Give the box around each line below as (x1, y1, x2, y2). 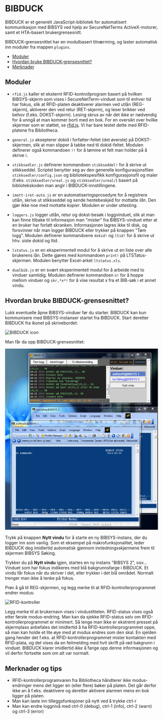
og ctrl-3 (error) (12, 708, 44, 715)
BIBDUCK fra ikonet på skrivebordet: (5, 320, 79, 326)
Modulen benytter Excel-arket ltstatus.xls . (33, 257, 121, 263)
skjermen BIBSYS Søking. (5, 550, 56, 556)
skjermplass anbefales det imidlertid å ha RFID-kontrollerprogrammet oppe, (5, 624, 156, 630)
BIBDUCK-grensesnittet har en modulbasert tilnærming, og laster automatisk (5, 39, 158, 44)
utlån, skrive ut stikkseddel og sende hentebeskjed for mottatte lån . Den (12, 197, 157, 203)
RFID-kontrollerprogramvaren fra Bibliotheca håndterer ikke (12, 678, 131, 683)
